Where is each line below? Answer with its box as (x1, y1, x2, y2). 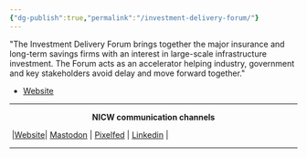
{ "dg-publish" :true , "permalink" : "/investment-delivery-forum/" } (9, 13, 259, 23)
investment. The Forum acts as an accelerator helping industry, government (9, 58, 295, 68)
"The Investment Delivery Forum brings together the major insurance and (9, 38, 285, 49)
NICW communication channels (91, 111, 216, 122)
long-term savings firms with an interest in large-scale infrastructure (9, 47, 268, 59)
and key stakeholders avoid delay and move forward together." (9, 68, 246, 79)
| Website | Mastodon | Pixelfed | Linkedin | (11, 129, 169, 140)
